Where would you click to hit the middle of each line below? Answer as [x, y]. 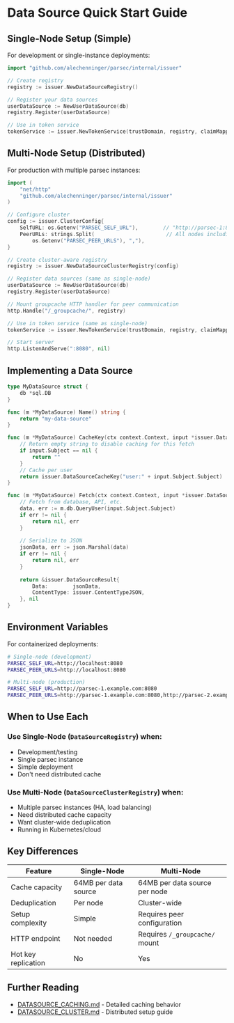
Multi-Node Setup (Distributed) [77, 154]
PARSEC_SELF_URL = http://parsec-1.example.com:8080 [82, 689]
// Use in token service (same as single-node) [78, 323]
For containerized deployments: [53, 644]
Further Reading [43, 988]
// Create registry [36, 80]
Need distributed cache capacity [64, 815]
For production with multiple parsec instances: [74, 170]
